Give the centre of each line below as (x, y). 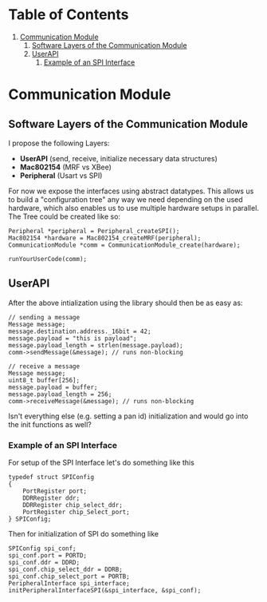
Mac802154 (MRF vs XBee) (65, 167)
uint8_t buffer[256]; (44, 380)
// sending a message (44, 317)
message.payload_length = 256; (60, 394)
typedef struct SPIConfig (51, 477)
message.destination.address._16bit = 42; (80, 331)
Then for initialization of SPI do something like (84, 534)
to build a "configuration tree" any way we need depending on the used (126, 199)
